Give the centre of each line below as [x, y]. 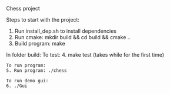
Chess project [23, 8]
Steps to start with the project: [43, 20]
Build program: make [40, 43]
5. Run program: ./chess [36, 71]
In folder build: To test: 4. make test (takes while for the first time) [85, 55]
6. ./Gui [17, 86]
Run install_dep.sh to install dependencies [65, 31]
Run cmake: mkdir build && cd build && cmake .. [73, 37]
